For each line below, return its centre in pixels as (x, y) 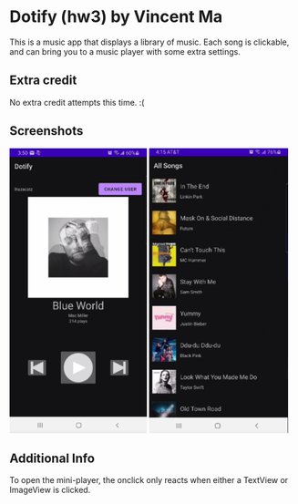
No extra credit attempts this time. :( (77, 102)
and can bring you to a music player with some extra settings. (125, 51)
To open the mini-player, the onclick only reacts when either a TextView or (149, 480)
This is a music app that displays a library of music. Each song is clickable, (149, 42)
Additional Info (52, 458)
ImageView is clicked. (50, 490)
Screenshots (46, 131)
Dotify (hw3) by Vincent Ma (116, 17)
